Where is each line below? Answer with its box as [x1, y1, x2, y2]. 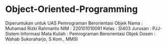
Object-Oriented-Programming [5, 3, 138, 15]
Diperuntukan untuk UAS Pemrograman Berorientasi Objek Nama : [5, 20, 143, 26]
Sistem [5, 30, 20, 36]
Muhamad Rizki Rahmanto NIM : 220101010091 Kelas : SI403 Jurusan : [5, 25, 151, 31]
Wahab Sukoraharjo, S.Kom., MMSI [5, 36, 78, 42]
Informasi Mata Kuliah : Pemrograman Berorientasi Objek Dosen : [20, 30, 155, 36]
